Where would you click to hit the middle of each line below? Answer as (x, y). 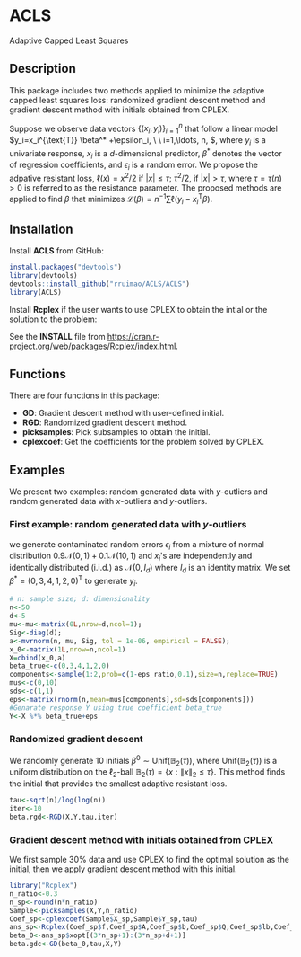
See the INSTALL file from (57, 336)
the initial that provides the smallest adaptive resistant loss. (118, 784)
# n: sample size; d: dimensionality (80, 599)
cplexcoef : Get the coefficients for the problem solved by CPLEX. (143, 442)
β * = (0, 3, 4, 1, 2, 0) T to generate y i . (74, 581)
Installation (41, 229)
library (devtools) (43, 276)
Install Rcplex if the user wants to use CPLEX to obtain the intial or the (138, 309)
